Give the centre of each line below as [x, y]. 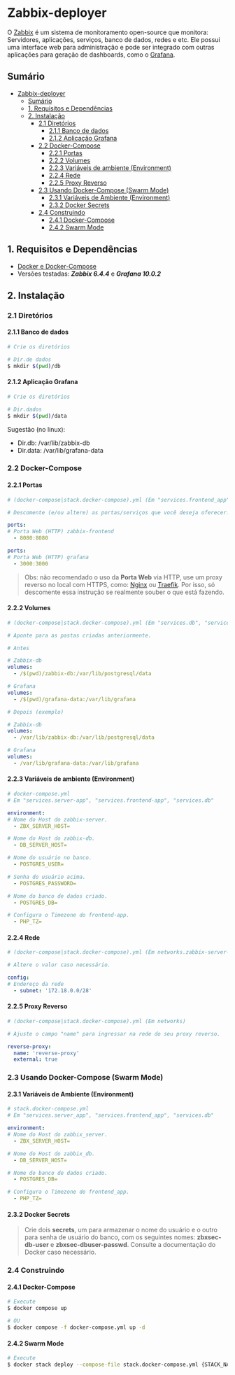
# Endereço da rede [36, 985]
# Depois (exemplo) [36, 712]
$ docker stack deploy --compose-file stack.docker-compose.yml [103, 1365]
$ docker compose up [37, 1309]
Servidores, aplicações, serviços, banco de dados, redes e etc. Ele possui [114, 39]
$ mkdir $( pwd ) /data [37, 416]
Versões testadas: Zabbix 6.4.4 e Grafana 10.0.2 [89, 274]
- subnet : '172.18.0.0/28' [53, 990]
